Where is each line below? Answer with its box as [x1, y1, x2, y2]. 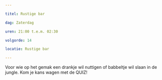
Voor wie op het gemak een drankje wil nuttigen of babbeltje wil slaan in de [5, 64, 157, 70]
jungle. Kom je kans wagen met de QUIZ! [5, 69, 87, 76]
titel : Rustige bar [5, 11, 45, 16]
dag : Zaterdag [5, 20, 34, 25]
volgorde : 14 [5, 38, 32, 43]
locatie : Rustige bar [5, 47, 50, 52]
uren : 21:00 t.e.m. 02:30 [5, 29, 58, 34]
